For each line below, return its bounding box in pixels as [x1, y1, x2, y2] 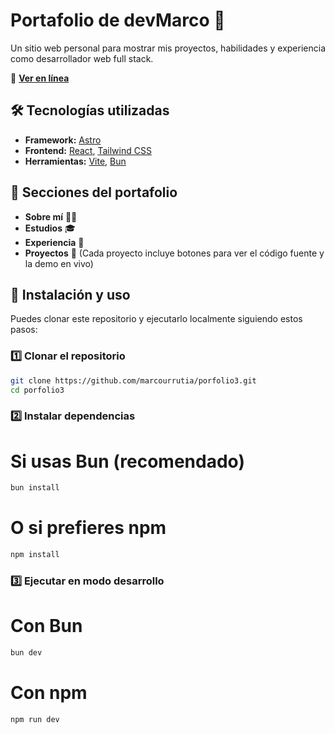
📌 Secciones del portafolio [10, 184, 178, 201]
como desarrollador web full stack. [10, 52, 154, 64]
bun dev [10, 647, 43, 658]
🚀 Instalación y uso [10, 286, 131, 303]
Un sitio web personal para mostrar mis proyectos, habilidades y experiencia [10, 42, 326, 54]
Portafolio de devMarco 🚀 [10, 9, 226, 32]
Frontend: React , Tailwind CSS [24, 144, 152, 156]
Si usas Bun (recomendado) [10, 450, 245, 473]
